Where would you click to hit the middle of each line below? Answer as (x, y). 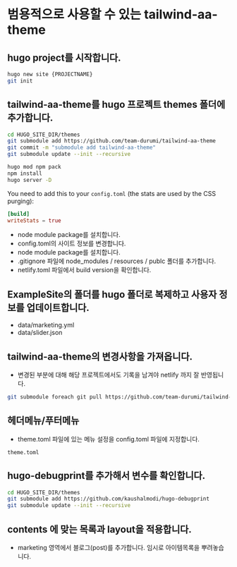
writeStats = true (34, 220)
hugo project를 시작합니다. (64, 57)
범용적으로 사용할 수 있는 (74, 14)
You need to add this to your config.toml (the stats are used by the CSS (112, 193)
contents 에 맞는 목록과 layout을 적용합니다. (99, 529)
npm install (25, 173)
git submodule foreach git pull (55, 397)
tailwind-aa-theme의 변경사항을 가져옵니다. (100, 356)
